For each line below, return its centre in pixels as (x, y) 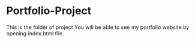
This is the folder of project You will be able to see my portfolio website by (98, 27)
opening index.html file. (35, 33)
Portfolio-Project (49, 11)
